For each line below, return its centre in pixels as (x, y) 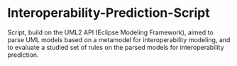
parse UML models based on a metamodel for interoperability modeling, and (119, 39)
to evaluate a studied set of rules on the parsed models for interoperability (116, 47)
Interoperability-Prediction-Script (109, 13)
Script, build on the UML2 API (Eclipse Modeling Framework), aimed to (111, 32)
